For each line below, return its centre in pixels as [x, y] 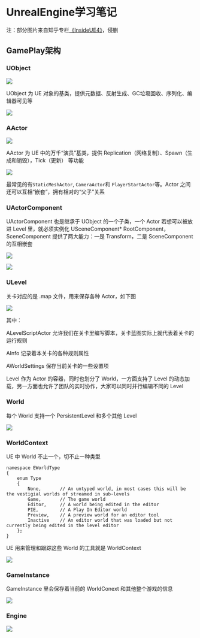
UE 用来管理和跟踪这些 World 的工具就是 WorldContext [74, 548]
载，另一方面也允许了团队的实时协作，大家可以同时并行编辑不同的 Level [95, 386]
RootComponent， [146, 229]
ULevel [16, 282]
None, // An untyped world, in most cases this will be [107, 489]
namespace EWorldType [33, 468]
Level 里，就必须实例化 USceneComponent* [67, 229]
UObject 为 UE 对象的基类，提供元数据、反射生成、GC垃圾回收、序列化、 [97, 93]
